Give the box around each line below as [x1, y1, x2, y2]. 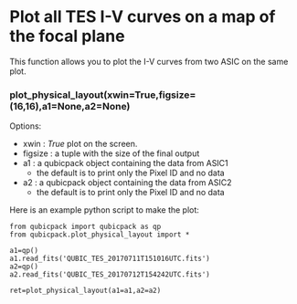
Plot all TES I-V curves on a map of [9, 6, 276, 27]
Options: [9, 121, 42, 131]
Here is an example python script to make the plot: [9, 204, 199, 215]
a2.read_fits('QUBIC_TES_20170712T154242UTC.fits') [9, 270, 210, 279]
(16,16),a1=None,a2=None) [9, 100, 131, 112]
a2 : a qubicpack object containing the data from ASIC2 [22, 177, 232, 188]
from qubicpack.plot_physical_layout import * [9, 230, 190, 239]
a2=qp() [9, 262, 39, 271]
